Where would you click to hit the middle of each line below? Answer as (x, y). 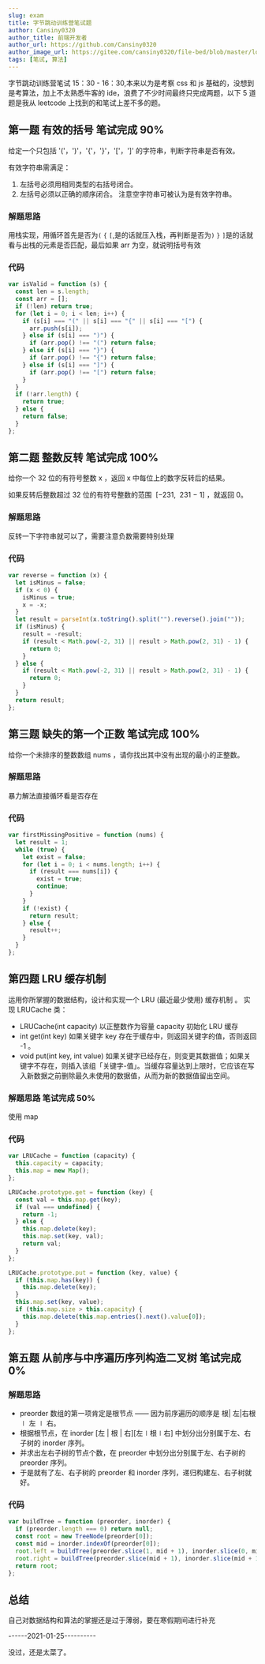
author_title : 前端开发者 (48, 38)
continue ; (52, 886)
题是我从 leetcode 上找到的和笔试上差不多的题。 (87, 103)
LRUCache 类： (42, 1009)
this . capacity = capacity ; (60, 1163)
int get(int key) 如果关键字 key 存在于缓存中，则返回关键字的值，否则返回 (138, 1036)
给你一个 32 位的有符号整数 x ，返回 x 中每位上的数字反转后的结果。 (119, 478)
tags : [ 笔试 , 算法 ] (38, 60)
